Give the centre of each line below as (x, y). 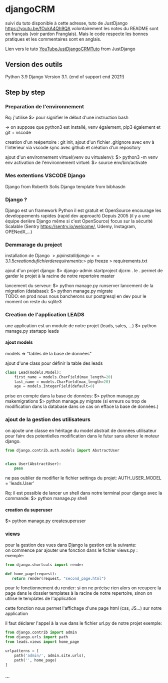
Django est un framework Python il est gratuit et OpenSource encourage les (83, 210)
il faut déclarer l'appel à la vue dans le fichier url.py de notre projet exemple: (84, 623)
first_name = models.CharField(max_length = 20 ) (63, 377)
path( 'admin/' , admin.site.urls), (50, 655)
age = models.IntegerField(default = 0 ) (54, 386)
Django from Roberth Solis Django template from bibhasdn (65, 186)
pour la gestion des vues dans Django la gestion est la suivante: (71, 545)
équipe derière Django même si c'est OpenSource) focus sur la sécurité (79, 221)
